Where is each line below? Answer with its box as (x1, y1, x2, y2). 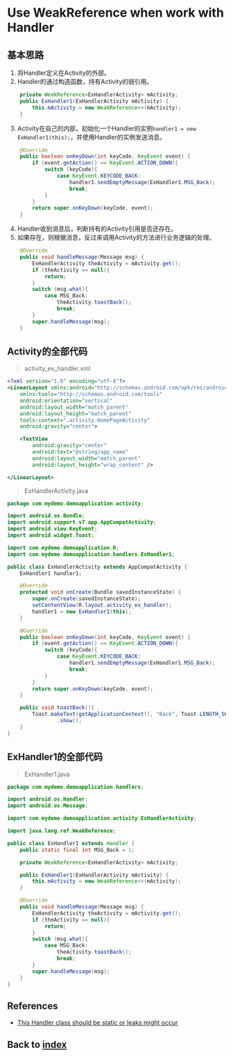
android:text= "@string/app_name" (32, 449, 129, 456)
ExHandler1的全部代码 (7, 751, 103, 763)
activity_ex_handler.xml (24, 365, 91, 373)
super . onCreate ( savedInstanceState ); (32, 595, 141, 602)
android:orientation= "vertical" (19, 397, 113, 404)
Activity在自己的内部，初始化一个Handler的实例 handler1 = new (17, 124, 196, 133)
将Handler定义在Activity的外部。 (17, 69, 111, 77)
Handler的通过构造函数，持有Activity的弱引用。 (17, 78, 153, 85)
